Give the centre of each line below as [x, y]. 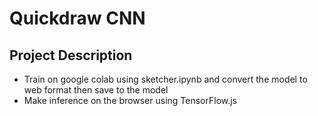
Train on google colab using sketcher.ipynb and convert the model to [165, 79]
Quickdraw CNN [77, 18]
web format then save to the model [96, 90]
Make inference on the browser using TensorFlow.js [130, 100]
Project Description [71, 55]
